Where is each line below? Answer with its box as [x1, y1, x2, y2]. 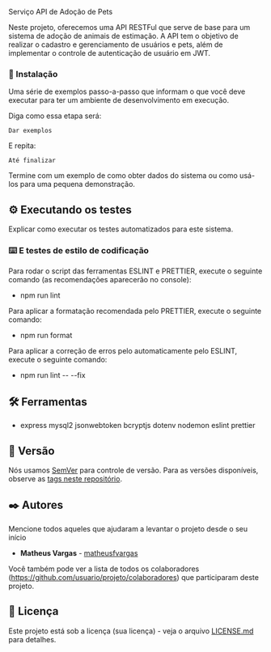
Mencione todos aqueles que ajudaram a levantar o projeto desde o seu [8, 523, 248, 533]
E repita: [8, 141, 36, 150]
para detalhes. [8, 634, 57, 644]
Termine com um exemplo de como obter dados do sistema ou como [8, 171, 239, 180]
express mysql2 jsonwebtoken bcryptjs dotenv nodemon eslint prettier [19, 421, 256, 430]
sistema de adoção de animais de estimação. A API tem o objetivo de [8, 32, 239, 40]
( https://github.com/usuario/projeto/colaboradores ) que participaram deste [8, 572, 259, 582]
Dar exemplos [8, 127, 53, 135]
